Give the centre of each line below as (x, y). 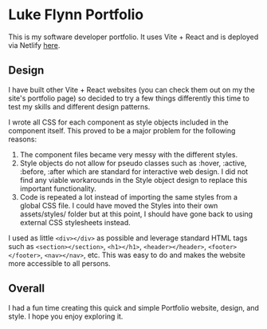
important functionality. (58, 188)
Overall (27, 289)
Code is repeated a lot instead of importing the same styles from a (128, 196)
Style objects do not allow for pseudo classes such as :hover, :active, (133, 163)
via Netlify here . (34, 45)
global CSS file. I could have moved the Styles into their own (119, 205)
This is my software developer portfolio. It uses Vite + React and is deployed (133, 37)
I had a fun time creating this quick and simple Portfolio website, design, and (133, 307)
